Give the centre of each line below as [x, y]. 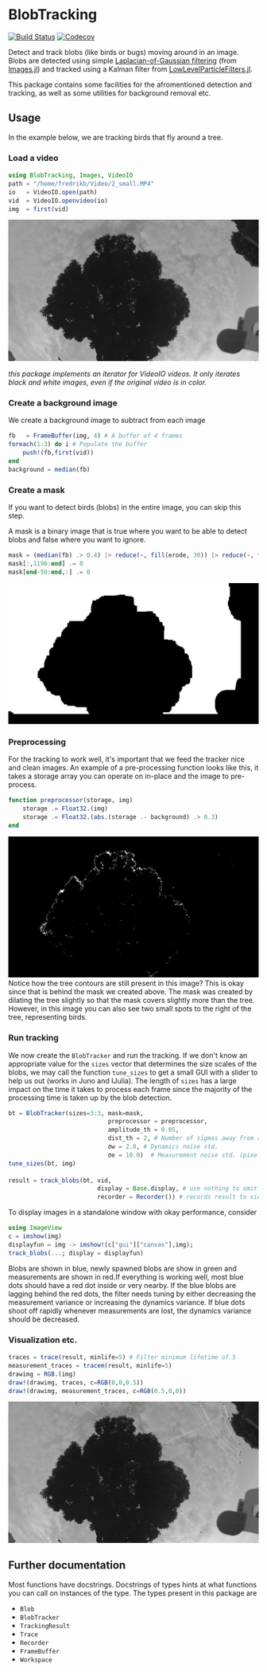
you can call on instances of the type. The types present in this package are [133, 1593]
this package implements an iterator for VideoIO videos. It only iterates [124, 374]
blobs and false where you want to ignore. [77, 539]
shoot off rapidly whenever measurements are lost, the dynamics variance [130, 1310]
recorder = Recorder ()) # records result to [172, 1197]
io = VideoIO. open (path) [53, 192]
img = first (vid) [39, 209]
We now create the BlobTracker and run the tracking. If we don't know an [128, 1055]
